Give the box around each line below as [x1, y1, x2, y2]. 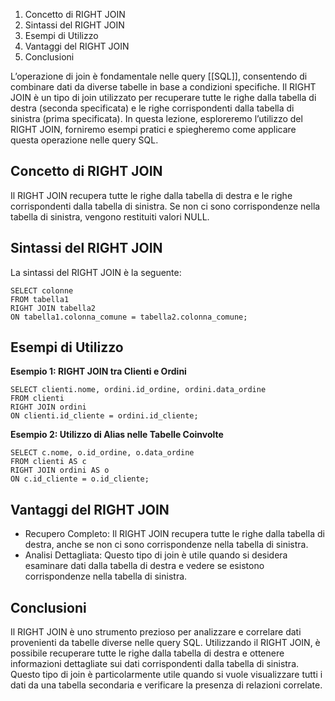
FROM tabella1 [10, 294, 70, 304]
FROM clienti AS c [10, 457, 87, 467]
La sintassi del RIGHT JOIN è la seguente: [10, 266, 182, 278]
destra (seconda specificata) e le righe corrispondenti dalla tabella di [10, 102, 295, 114]
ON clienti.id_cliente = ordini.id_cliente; [10, 411, 199, 421]
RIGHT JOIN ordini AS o [10, 465, 110, 476]
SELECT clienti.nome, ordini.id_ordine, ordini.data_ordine [10, 385, 267, 395]
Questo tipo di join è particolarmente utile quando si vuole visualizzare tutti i [10, 669, 323, 681]
